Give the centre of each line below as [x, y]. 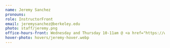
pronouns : [16, 14]
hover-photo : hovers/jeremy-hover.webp [47, 38]
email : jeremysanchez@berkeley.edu [43, 24]
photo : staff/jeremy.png [31, 28]
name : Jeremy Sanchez [28, 10]
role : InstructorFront [29, 19]
